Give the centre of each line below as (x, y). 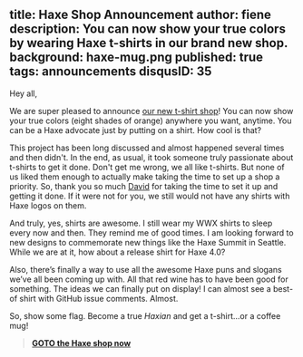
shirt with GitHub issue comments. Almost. (99, 298)
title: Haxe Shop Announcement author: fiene (141, 15)
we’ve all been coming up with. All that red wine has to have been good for (149, 279)
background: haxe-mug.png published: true (137, 58)
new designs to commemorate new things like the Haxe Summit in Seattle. (148, 242)
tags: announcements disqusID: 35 (111, 72)
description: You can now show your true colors (147, 29)
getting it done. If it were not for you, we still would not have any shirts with (150, 196)
